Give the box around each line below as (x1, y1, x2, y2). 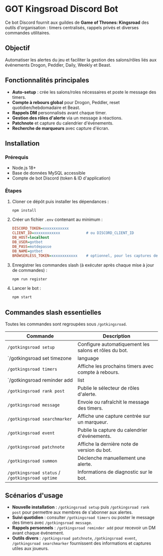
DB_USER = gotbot (12, 240, 43, 245)
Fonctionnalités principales (5, 76, 90, 85)
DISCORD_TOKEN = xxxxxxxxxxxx (12, 226, 69, 231)
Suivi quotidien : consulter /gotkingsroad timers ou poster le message (12, 514, 155, 520)
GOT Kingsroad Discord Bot (5, 3, 118, 15)
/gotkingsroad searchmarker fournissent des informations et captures (12, 540, 151, 546)
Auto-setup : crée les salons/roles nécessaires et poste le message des (12, 89, 157, 95)
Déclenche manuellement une (77, 455, 146, 462)
